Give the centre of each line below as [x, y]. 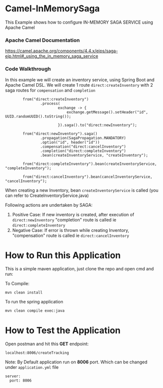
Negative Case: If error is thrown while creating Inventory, [70, 230]
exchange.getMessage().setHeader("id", [107, 112]
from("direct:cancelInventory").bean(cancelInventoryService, [88, 177]
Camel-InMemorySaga [52, 9]
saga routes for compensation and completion [50, 90]
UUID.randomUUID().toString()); [38, 116]
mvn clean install [24, 293]
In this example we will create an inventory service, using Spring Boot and [80, 80]
